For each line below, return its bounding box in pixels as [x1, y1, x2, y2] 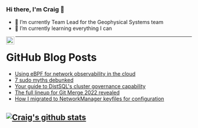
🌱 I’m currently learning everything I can [14, 25, 113, 32]
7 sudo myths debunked [14, 76, 74, 84]
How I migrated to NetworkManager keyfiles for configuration [14, 95, 164, 102]
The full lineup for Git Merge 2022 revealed [14, 89, 120, 96]
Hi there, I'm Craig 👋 [6, 5, 65, 14]
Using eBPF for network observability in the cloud [14, 70, 136, 78]
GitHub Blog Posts [6, 51, 97, 64]
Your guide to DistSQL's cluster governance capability [14, 83, 146, 90]
